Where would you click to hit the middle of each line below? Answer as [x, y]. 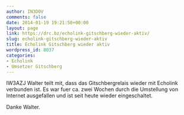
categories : [21, 55]
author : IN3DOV [25, 11]
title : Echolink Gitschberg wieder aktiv [58, 45]
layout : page [22, 28]
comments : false [26, 17]
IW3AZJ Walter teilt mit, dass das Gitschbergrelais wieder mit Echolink [92, 83]
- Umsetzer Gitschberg [34, 66]
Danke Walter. [23, 107]
